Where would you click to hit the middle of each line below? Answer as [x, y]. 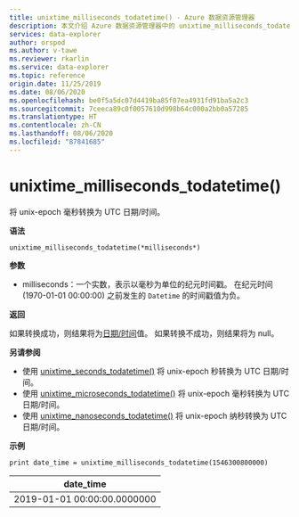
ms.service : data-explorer [59, 68]
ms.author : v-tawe [43, 51]
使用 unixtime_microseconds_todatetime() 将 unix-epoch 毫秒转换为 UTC [156, 393]
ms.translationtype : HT [53, 117]
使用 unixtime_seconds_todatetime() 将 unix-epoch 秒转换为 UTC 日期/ [152, 371]
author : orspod [37, 42]
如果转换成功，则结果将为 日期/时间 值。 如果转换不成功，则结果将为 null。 [144, 333]
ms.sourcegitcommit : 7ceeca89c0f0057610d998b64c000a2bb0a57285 [129, 109]
